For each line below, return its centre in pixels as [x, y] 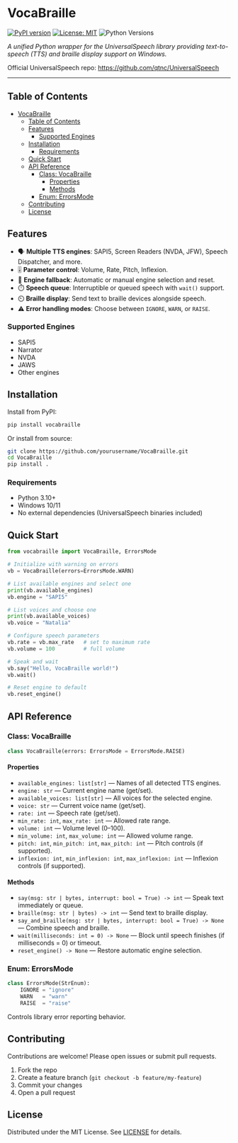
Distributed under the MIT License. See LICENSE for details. [95, 1132]
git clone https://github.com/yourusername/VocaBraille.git [98, 451]
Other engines [38, 372]
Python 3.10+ [37, 498]
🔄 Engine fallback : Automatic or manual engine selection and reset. [116, 280]
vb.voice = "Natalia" [39, 623]
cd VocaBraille [30, 458]
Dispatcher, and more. [50, 261]
